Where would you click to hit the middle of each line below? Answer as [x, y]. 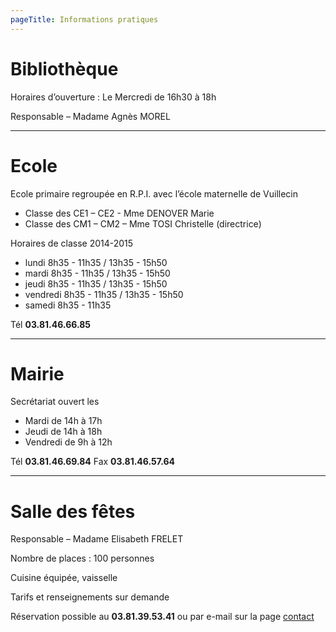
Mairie [37, 373]
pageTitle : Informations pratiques [84, 19]
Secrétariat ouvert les [55, 402]
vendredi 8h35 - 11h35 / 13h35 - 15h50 [104, 294]
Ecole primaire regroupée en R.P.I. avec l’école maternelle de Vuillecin [154, 193]
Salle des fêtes [73, 511]
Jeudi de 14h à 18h [63, 432]
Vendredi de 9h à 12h [68, 442]
